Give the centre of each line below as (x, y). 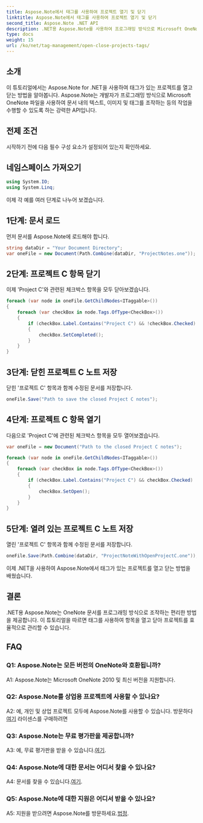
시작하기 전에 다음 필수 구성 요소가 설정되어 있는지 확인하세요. (79, 146)
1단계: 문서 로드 (33, 221)
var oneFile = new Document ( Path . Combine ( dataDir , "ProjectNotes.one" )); (101, 254)
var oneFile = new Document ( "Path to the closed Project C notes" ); (94, 447)
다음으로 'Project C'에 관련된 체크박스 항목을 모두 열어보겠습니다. (83, 435)
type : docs (20, 34)
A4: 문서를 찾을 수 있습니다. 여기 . (44, 782)
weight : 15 (20, 40)
